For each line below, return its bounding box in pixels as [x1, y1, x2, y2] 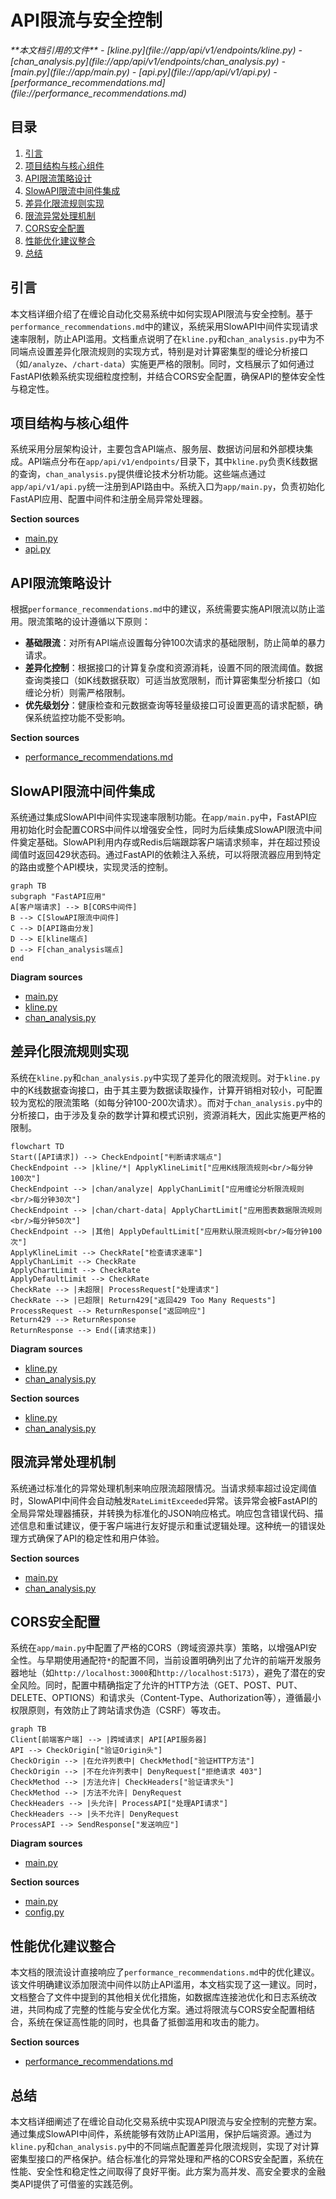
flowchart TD [10, 1141, 65, 1151]
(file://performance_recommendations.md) [10, 87, 187, 99]
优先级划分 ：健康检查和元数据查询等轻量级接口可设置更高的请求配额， [24, 699, 315, 711]
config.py [24, 1906, 65, 1918]
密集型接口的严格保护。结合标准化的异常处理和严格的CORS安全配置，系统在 [10, 2153, 324, 2165]
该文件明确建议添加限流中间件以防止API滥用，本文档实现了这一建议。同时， [10, 1979, 323, 1991]
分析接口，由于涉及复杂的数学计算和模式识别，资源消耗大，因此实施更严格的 [10, 1109, 326, 1121]
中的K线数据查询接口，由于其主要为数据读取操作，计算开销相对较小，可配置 [10, 1084, 323, 1096]
